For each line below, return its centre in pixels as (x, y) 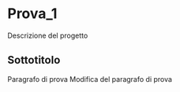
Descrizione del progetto (48, 35)
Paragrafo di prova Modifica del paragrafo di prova (90, 79)
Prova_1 (32, 14)
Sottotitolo (34, 60)
